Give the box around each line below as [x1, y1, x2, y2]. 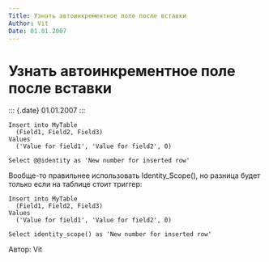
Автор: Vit [8, 244, 43, 255]
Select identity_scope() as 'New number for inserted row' [8, 230, 212, 239]
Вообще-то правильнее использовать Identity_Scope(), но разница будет [8, 171, 261, 180]
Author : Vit [8, 19, 49, 27]
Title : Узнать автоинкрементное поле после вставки [8, 11, 186, 20]
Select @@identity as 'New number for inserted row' [8, 157, 190, 165]
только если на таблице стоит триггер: [8, 180, 143, 189]
